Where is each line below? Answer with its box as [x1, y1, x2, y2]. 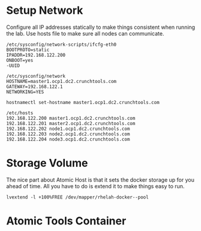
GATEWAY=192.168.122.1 [6, 84, 63, 90]
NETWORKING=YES [6, 88, 44, 95]
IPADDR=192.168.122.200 [6, 52, 66, 58]
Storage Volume [6, 156, 88, 170]
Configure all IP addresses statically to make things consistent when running [6, 23, 196, 31]
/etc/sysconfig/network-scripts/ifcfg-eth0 [6, 42, 117, 48]
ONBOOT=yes [6, 57, 34, 63]
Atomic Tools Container [6, 214, 127, 228]
